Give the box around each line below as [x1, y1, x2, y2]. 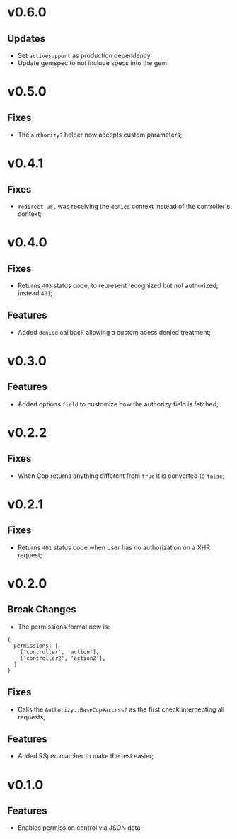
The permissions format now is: [17, 622, 110, 631]
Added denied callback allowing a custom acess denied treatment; [17, 328, 211, 336]
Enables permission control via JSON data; [17, 823, 143, 832]
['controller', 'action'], [20, 649, 100, 656]
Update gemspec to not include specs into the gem [17, 59, 168, 67]
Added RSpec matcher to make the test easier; [17, 752, 154, 760]
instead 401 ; [17, 289, 53, 297]
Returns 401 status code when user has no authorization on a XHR [17, 543, 211, 552]
